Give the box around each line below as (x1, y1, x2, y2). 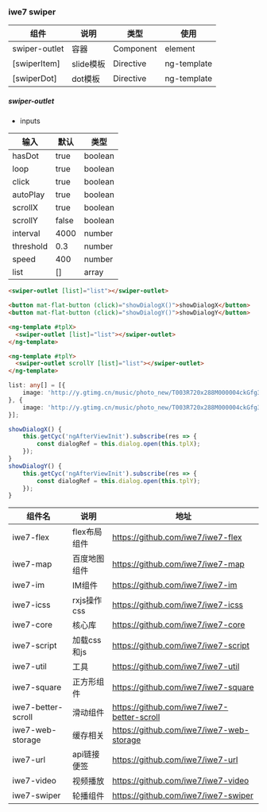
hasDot (12, 150, 40, 161)
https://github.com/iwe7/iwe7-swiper (112, 790, 254, 801)
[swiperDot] (12, 73, 57, 84)
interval (12, 228, 41, 239)
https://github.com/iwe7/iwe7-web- (112, 725, 250, 736)
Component (113, 43, 157, 54)
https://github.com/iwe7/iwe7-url (112, 754, 238, 765)
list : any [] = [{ (8, 381, 66, 389)
